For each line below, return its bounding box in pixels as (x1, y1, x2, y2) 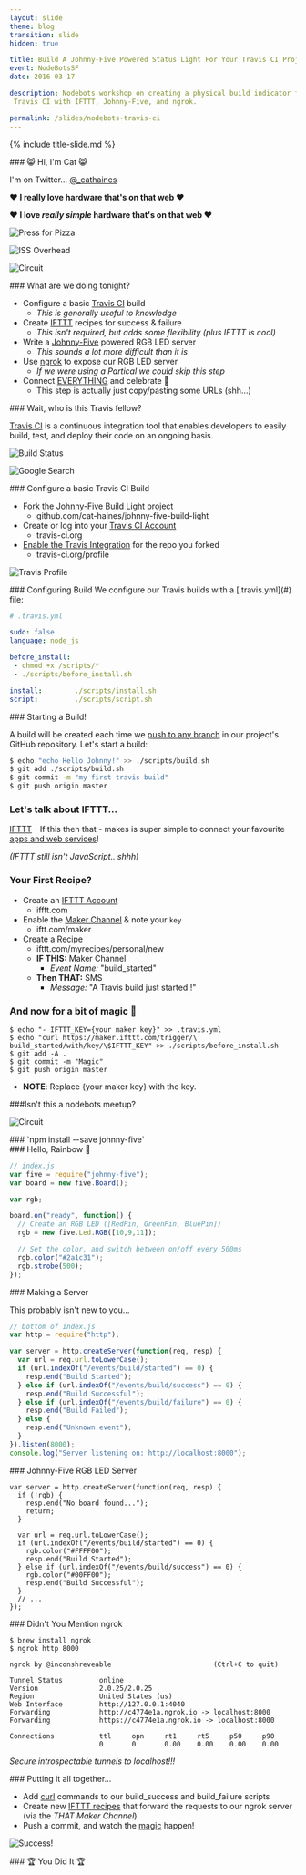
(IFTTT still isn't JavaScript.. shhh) (9, 851, 139, 862)
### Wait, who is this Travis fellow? (9, 402, 143, 413)
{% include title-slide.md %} (9, 139, 116, 149)
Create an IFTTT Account (22, 894, 118, 905)
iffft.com (36, 904, 68, 915)
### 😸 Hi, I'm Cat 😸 (9, 156, 88, 167)
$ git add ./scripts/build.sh (9, 765, 125, 774)
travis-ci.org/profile (36, 549, 109, 560)
